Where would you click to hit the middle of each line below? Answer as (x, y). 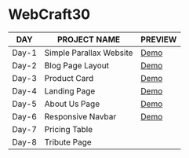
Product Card (69, 78)
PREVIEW (159, 39)
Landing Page (70, 90)
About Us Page (72, 104)
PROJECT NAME (89, 39)
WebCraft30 (49, 15)
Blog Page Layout (77, 65)
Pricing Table (69, 129)
